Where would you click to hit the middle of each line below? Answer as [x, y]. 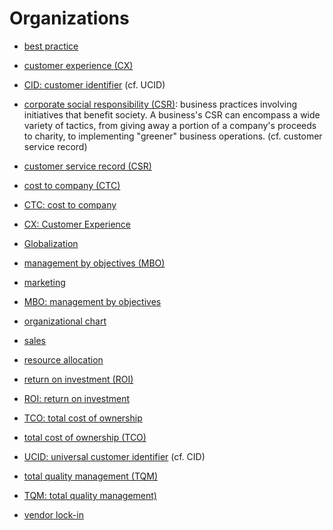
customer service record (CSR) [87, 166]
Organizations [69, 18]
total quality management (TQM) [91, 476]
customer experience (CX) [78, 65]
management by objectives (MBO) [94, 263]
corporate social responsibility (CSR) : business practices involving [160, 104]
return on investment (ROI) [78, 379]
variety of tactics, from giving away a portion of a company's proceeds [170, 125]
